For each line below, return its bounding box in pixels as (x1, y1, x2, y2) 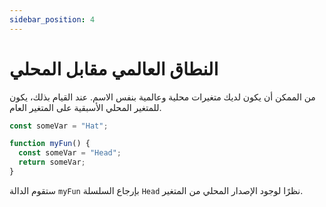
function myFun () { (9, 139, 91, 149)
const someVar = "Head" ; (18, 148, 122, 158)
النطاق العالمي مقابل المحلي (9, 57, 219, 80)
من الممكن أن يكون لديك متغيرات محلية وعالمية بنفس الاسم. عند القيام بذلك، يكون (9, 91, 316, 103)
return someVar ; (18, 157, 86, 168)
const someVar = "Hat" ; (9, 121, 109, 131)
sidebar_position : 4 (9, 14, 96, 25)
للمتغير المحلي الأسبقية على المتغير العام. (9, 101, 162, 113)
